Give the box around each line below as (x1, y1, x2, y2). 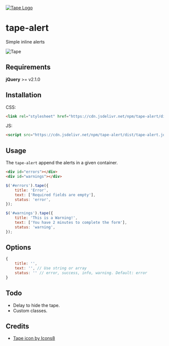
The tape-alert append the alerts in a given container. (6, 160, 118, 166)
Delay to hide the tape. (13, 302, 60, 308)
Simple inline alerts (6, 39, 45, 45)
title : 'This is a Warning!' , (15, 215, 78, 220)
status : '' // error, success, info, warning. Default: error (15, 270, 147, 275)
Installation (6, 91, 42, 100)
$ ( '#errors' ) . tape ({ (6, 183, 49, 188)
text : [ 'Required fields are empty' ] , (15, 192, 96, 197)
